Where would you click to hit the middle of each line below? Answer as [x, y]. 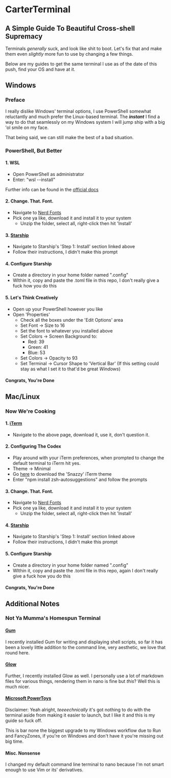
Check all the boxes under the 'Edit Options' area [72, 320]
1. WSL [13, 163]
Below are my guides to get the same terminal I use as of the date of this [81, 64]
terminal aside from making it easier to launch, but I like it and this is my [80, 715]
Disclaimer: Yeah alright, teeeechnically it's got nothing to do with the [78, 710]
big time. [15, 741]
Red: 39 [36, 342]
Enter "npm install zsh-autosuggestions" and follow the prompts [80, 479]
